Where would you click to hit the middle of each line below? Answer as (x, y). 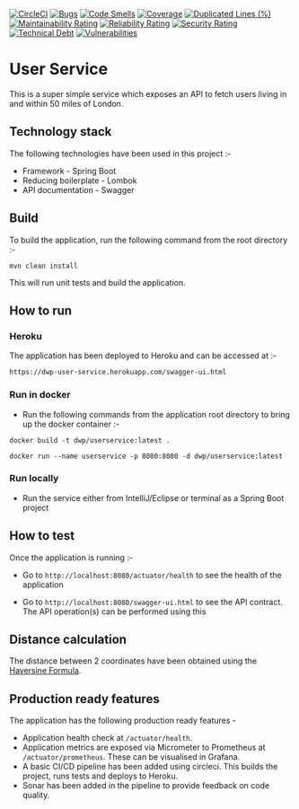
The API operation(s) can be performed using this (114, 611)
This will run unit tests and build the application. (97, 282)
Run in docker (40, 395)
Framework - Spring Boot (69, 171)
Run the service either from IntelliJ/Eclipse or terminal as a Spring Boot (153, 497)
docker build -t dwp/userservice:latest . (90, 440)
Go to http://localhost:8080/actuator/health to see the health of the (152, 575)
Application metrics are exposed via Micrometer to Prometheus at (144, 747)
